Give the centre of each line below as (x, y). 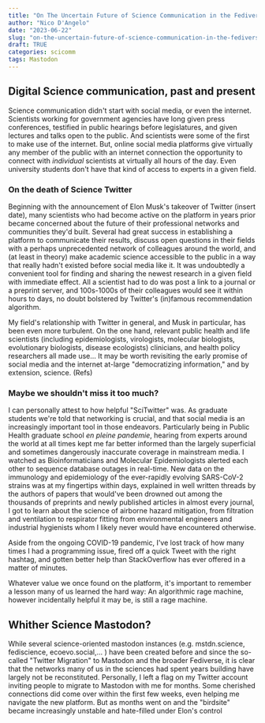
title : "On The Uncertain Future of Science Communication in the (119, 15)
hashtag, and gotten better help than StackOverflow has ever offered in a (127, 560)
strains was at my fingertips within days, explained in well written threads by (132, 486)
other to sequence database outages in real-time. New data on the (116, 469)
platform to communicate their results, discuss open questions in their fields (132, 240)
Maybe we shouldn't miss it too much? (84, 393)
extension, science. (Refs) (50, 372)
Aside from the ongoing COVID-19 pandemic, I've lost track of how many (126, 543)
